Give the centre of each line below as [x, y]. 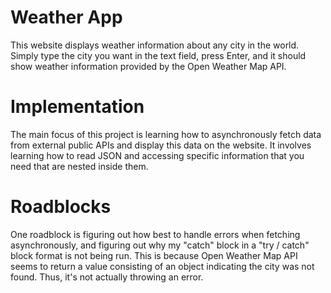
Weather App [66, 17]
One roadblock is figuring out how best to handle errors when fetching [155, 234]
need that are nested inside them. [79, 166]
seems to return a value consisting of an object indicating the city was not [162, 266]
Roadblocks [61, 207]
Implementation [77, 107]
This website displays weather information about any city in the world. [155, 45]
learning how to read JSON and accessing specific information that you [157, 155]
